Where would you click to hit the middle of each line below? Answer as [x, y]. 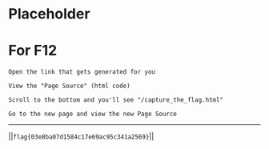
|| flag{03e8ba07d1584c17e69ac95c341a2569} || [81, 136]
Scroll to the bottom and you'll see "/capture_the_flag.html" [116, 100]
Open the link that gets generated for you [82, 72]
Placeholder [49, 14]
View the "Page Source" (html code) [69, 86]
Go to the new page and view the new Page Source [93, 114]
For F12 [33, 51]
